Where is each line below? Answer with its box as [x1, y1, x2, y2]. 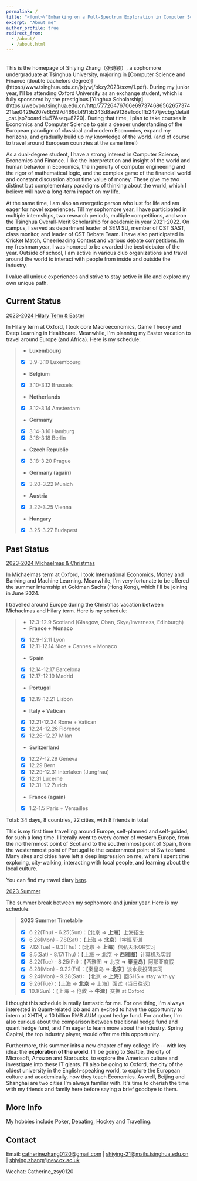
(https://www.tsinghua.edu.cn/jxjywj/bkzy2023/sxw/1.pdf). [6, 83, 148, 90]
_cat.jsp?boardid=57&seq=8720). [6, 114, 87, 121]
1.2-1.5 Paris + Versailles [29, 804, 89, 812]
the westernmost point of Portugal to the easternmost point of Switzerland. [6, 846, 188, 853]
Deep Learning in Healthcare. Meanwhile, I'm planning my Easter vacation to [6, 329, 191, 336]
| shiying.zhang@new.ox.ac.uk [6, 1157, 80, 1164]
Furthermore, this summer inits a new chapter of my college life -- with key [6, 1042, 187, 1049]
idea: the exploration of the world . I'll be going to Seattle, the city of [6, 1048, 171, 1055]
